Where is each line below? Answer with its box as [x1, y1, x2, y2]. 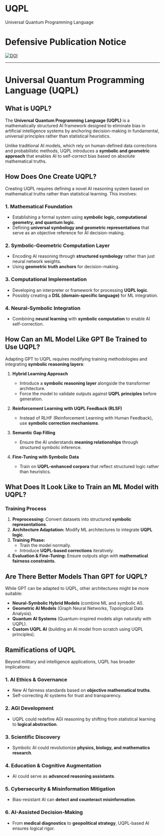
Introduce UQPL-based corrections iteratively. [19, 548, 114, 554]
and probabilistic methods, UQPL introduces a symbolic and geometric [5, 148, 150, 154]
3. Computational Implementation [5, 276, 87, 283]
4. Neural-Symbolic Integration [5, 305, 81, 311]
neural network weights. [12, 258, 61, 264]
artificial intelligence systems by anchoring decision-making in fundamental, [5, 128, 160, 134]
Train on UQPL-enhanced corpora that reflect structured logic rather [19, 463, 159, 469]
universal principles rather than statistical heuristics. [5, 133, 111, 139]
